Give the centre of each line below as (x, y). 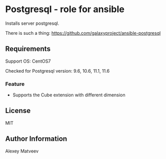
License (18, 111)
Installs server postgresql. (32, 23)
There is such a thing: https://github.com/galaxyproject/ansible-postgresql (83, 33)
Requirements (28, 49)
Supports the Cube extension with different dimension (69, 95)
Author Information (36, 139)
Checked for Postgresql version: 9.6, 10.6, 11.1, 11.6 (57, 71)
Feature (15, 84)
